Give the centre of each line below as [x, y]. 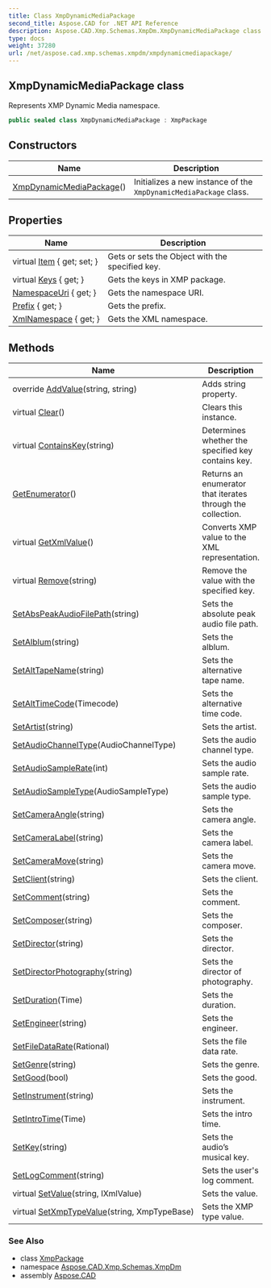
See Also [26, 1241]
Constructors [43, 146]
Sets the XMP [228, 1207]
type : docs [27, 38]
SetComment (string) [51, 898]
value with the [229, 581]
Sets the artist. [229, 727]
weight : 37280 [32, 46]
